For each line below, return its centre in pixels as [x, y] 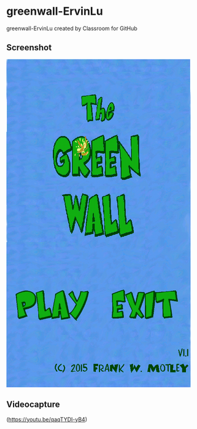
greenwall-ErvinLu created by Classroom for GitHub [72, 28]
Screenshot [29, 48]
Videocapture [33, 405]
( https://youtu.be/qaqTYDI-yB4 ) [47, 419]
